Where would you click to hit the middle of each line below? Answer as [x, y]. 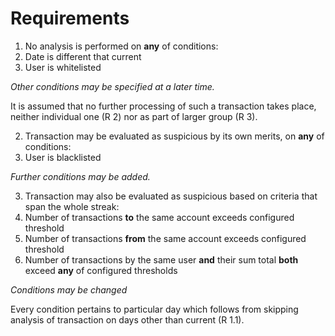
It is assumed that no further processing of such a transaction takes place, [163, 106]
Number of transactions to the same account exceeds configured [159, 217]
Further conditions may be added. [80, 176]
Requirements [70, 18]
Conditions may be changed [69, 289]
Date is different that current [83, 56]
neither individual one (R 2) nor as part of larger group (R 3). [134, 116]
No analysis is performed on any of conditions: [121, 46]
